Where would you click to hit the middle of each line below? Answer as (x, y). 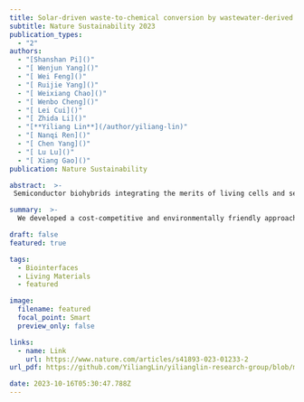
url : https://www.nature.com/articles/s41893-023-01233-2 (137, 359)
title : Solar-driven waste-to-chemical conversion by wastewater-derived (152, 18)
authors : (26, 51)
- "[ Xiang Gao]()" (54, 160)
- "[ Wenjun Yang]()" (58, 69)
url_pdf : (26, 368)
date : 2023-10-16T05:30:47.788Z (70, 384)
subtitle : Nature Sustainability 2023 (82, 26)
